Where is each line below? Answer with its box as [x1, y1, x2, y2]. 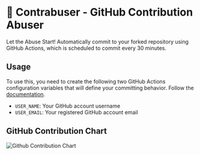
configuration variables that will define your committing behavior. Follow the [6, 84, 194, 91]
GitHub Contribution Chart [6, 126, 107, 136]
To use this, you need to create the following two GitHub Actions [6, 77, 166, 85]
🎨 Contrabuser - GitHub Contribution [6, 5, 193, 19]
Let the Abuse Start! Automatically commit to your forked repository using [6, 38, 189, 45]
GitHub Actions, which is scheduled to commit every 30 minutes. [6, 44, 167, 52]
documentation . [6, 90, 46, 98]
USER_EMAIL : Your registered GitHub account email [14, 108, 138, 116]
